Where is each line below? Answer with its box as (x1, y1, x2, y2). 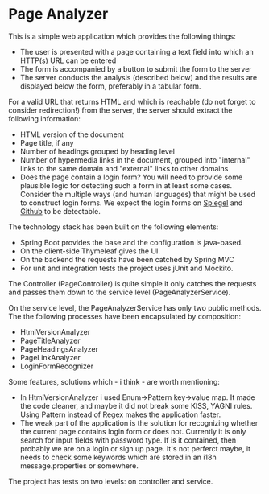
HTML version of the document (19, 130, 125, 139)
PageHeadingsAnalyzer (19, 344, 99, 354)
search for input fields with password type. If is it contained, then (19, 435, 236, 445)
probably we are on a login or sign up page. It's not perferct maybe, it (19, 443, 251, 453)
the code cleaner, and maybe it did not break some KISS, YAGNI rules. (19, 401, 253, 410)
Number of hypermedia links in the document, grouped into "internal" (19, 154, 251, 165)
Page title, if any (19, 138, 74, 147)
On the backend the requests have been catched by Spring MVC (19, 254, 235, 264)
